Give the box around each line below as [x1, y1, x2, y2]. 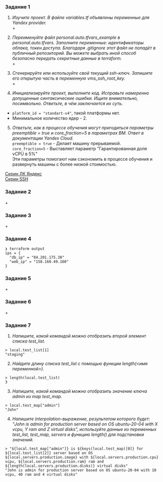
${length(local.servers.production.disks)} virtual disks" [5, 463, 128, 469]
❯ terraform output [5, 247, 45, 252]
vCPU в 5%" [12, 151, 38, 157]
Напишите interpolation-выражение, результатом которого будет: [12, 416, 150, 422]
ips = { [5, 251, 21, 256]
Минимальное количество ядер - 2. [12, 115, 87, 121]
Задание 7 [5, 322, 31, 329]
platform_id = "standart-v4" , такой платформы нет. [12, 110, 120, 116]
